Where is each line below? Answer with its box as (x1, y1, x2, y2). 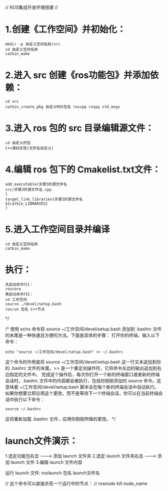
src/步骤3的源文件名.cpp (5, 187, 51, 192)
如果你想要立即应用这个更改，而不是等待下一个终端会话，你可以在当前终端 (5, 390, 158, 396)
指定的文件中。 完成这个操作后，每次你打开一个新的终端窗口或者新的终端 (9, 371, 160, 377)
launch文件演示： (5, 435, 78, 446)
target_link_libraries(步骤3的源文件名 (5, 197, 83, 202)
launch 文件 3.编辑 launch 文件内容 (10, 459, 82, 465)
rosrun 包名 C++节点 (5, 306, 45, 312)
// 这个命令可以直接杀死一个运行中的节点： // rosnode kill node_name (5, 480, 147, 486)
